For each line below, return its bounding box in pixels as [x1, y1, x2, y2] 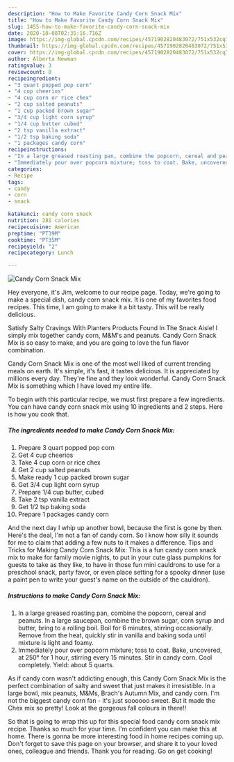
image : [8, 36, 27, 43]
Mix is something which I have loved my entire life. [8, 382, 152, 390]
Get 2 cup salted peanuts [17, 466, 91, 474]
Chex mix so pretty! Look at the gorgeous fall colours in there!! [8, 704, 187, 713]
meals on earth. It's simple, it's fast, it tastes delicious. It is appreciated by [8, 367, 219, 375]
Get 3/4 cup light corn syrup [17, 481, 100, 489]
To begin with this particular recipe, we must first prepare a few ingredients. [8, 395, 225, 404]
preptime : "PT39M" [8, 230, 61, 237]
